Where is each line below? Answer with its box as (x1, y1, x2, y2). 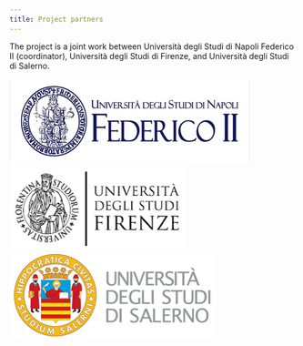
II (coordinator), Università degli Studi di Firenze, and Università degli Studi (9, 50, 289, 61)
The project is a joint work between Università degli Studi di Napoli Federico (9, 41, 294, 52)
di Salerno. (9, 60, 50, 71)
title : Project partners (9, 15, 104, 24)
